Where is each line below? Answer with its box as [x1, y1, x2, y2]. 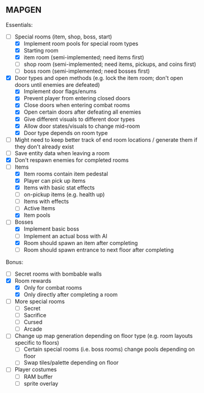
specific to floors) [14, 339, 59, 347]
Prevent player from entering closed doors [23, 95, 131, 102]
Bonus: [5, 258, 24, 265]
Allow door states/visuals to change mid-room [23, 122, 140, 130]
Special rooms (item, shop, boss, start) [14, 33, 112, 40]
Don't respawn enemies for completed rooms [14, 156, 129, 164]
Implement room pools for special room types [23, 40, 139, 47]
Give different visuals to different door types [23, 116, 135, 123]
